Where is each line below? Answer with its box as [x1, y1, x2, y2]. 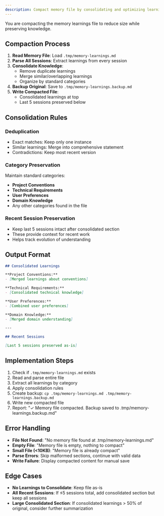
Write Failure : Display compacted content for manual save [12, 458, 130, 463]
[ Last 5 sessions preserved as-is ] [5, 343, 78, 348]
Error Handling [5, 424, 50, 433]
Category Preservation [5, 162, 61, 169]
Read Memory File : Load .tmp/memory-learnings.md [12, 53, 116, 58]
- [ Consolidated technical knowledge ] [5, 290, 84, 295]
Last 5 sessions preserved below [19, 99, 86, 105]
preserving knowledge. [5, 25, 52, 32]
